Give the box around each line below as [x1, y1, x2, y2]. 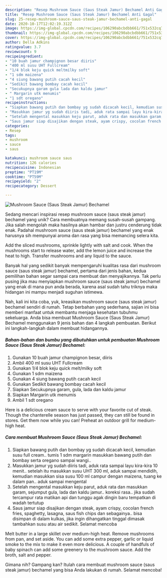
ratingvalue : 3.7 [5, 44, 41, 49]
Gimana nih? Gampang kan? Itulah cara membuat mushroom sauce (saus [5, 562, 155, 568]
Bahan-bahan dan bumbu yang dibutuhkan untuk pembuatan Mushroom [5, 337, 160, 343]
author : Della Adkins [5, 40, 50, 45]
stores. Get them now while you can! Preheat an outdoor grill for [5, 417, 137, 423]
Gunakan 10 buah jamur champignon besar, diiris [12, 354, 113, 360]
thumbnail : [5, 30, 28, 35]
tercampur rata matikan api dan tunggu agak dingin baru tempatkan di [12, 494, 156, 500]
